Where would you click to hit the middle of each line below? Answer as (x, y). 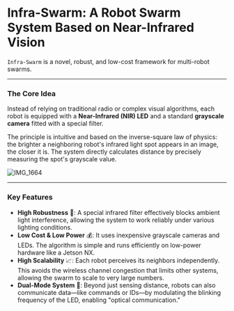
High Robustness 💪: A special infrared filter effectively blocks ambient (119, 212)
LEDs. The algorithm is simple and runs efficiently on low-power (109, 245)
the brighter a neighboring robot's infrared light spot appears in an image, (113, 145)
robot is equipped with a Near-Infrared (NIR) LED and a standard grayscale (116, 116)
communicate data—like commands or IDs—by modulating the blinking (119, 292)
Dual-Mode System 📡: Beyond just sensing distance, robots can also (116, 285)
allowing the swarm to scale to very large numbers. (91, 278)
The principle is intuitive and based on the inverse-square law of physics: (112, 137)
